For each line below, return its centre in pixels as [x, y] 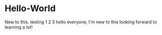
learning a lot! [19, 27]
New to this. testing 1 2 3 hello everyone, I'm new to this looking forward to [81, 22]
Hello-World [30, 9]
